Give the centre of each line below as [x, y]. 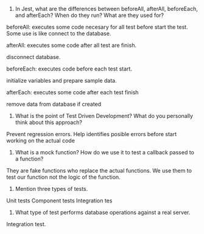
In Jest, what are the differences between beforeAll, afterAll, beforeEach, [106, 9]
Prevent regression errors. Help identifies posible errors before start [92, 134]
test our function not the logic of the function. [63, 177]
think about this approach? [49, 122]
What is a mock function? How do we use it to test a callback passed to [105, 152]
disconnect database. [33, 57]
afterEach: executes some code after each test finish [72, 92]
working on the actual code [40, 140]
